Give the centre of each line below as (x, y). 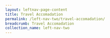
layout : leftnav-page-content (36, 10)
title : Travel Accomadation (34, 14)
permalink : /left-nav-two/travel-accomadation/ (55, 19)
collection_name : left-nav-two (37, 28)
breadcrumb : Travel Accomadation (40, 23)
